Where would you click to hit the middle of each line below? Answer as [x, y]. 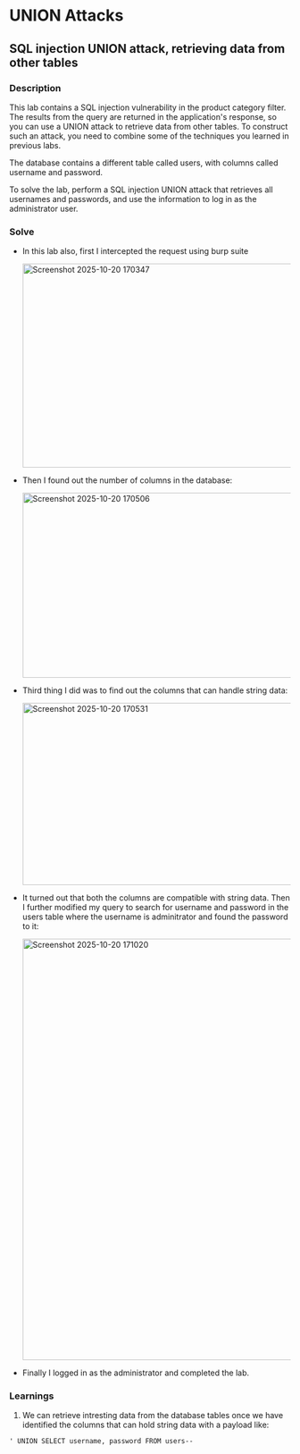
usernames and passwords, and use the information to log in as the [133, 199]
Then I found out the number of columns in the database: [127, 480]
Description [35, 88]
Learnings [32, 1396]
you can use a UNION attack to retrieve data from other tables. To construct [149, 126]
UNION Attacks [67, 16]
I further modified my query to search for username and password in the [155, 908]
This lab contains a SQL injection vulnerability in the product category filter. [148, 107]
